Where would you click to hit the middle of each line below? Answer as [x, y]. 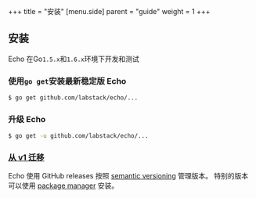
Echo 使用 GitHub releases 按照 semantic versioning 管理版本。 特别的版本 [128, 176]
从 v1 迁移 [26, 157]
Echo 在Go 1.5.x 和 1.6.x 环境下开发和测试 [74, 59]
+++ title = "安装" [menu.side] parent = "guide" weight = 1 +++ [109, 11]
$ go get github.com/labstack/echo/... [73, 98]
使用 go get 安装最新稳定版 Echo [67, 81]
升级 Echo [27, 119]
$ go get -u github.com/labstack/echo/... [78, 136]
